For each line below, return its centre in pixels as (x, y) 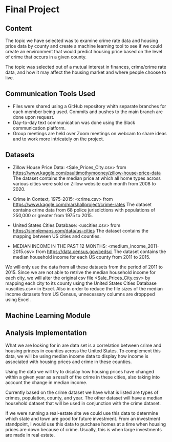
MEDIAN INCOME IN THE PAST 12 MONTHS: (60, 246)
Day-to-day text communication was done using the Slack (74, 122)
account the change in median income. (46, 382)
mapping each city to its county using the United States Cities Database (81, 283)
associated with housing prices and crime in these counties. (69, 362)
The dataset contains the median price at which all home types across (87, 178)
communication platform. (39, 128)
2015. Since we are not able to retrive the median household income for (81, 272)
